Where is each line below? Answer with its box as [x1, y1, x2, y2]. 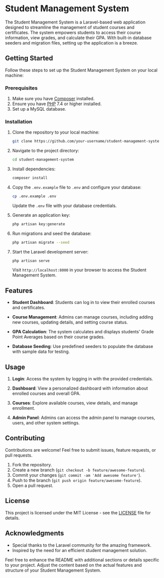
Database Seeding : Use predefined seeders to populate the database [12, 344, 153, 349]
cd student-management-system [12, 157, 74, 162]
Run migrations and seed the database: [12, 231, 92, 236]
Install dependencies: [12, 166, 56, 172]
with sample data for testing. [12, 348, 70, 355]
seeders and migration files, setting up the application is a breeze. [5, 40, 139, 46]
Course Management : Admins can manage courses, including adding [12, 314, 153, 320]
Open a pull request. [12, 483, 54, 488]
